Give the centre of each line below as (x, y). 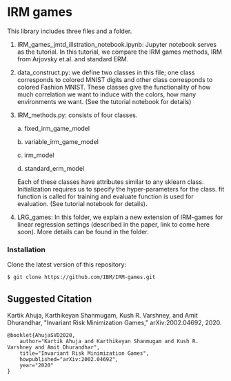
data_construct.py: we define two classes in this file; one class (106, 72)
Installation (27, 249)
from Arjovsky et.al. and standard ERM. (73, 59)
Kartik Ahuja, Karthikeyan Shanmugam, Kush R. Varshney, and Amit (103, 315)
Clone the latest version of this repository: (67, 265)
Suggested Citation (50, 299)
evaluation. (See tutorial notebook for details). (82, 203)
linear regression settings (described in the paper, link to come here (113, 224)
